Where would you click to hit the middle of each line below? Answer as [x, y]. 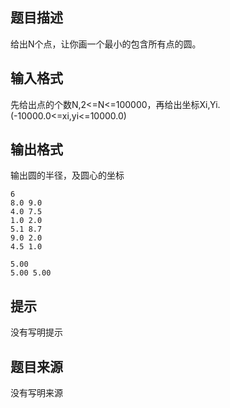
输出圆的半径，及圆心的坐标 [67, 175]
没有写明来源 [36, 393]
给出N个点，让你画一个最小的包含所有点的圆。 [106, 44]
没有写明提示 [36, 332]
